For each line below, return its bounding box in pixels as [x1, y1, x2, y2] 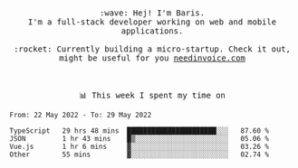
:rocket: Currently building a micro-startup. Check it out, [13, 44, 292, 54]
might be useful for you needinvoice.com [58, 53, 246, 63]
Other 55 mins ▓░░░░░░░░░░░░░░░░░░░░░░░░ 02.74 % [9, 150, 270, 159]
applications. [120, 26, 184, 36]
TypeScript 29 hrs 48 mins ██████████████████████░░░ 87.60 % [9, 126, 270, 135]
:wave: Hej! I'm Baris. [99, 8, 206, 18]
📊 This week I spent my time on [78, 90, 226, 100]
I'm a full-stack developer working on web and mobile [27, 17, 277, 27]
